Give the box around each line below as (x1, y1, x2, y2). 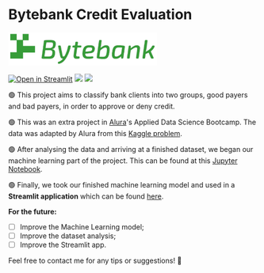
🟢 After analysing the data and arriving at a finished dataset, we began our (8, 144, 254, 154)
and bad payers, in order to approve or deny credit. (8, 101, 176, 111)
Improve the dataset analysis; (19, 231, 117, 241)
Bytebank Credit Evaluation (8, 6, 193, 24)
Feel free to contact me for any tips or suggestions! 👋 (8, 256, 182, 265)
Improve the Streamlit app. (19, 240, 107, 249)
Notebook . (8, 164, 43, 173)
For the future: (8, 207, 57, 216)
